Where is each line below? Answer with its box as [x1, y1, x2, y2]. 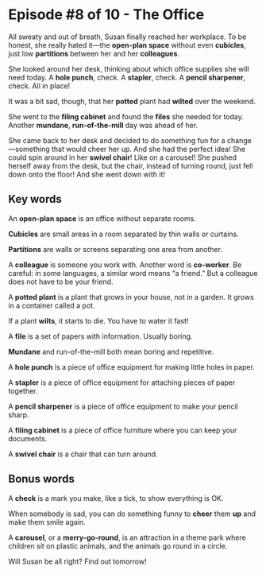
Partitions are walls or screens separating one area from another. [8, 244, 222, 254]
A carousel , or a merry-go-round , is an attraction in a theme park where [8, 533, 246, 542]
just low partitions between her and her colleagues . [8, 48, 180, 58]
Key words [8, 192, 62, 206]
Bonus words [8, 472, 75, 486]
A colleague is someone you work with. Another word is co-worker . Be [8, 260, 242, 270]
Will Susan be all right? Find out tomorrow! [8, 557, 147, 566]
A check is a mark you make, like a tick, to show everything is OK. [8, 493, 224, 502]
